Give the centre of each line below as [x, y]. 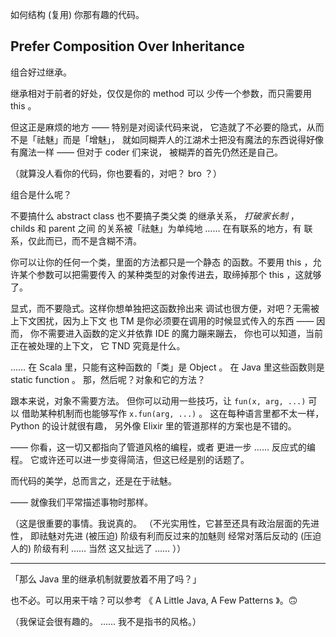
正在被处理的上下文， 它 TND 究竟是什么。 [98, 345]
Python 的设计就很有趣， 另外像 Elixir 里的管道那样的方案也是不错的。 [153, 425]
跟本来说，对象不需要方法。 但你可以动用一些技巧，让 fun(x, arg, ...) [158, 400]
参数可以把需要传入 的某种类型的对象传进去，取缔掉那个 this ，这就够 [179, 274]
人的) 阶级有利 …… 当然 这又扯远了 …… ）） [98, 548]
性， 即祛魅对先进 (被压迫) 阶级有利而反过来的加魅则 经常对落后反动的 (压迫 [166, 535]
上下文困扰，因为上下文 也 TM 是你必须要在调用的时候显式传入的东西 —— [162, 320]
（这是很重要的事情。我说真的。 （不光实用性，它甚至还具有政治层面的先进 [165, 523]
